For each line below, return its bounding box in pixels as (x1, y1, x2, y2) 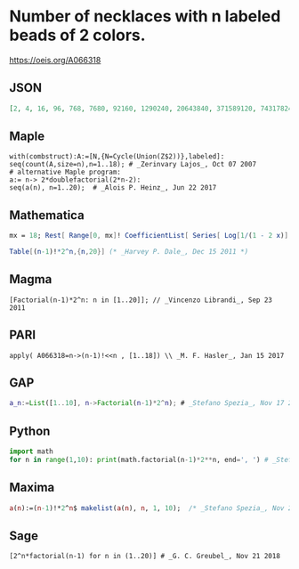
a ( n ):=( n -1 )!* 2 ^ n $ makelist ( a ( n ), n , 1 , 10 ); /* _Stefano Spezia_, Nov (9, 503, 285, 513)
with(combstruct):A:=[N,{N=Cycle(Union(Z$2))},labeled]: (9, 152, 225, 161)
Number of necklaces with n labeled (9, 6, 281, 27)
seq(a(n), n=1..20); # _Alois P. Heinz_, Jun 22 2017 (9, 183, 217, 192)
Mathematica (9, 207, 85, 223)
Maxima (9, 480, 55, 495)
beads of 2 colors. (9, 25, 146, 45)
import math (9, 447, 53, 456)
